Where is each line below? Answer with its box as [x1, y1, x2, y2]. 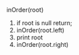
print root [16, 33, 43, 41]
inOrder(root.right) [16, 41, 69, 48]
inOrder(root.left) [16, 26, 65, 34]
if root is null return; [16, 19, 73, 26]
